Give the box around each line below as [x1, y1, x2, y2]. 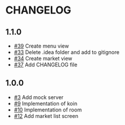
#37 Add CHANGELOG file [13, 61, 78, 68]
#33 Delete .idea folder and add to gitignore [13, 49, 120, 56]
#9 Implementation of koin [13, 100, 78, 107]
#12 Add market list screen [13, 112, 78, 119]
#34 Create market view [13, 55, 72, 62]
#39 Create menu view [13, 42, 70, 49]
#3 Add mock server [13, 93, 64, 100]
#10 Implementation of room [13, 106, 82, 113]
